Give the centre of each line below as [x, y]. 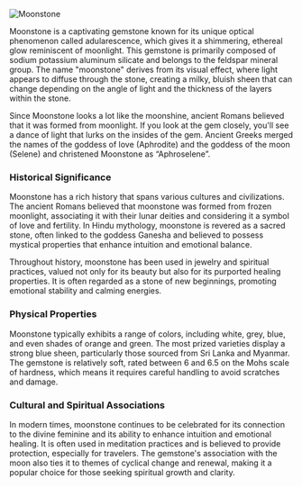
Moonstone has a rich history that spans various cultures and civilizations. [147, 197]
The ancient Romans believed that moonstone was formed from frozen [141, 206]
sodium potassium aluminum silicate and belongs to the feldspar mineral [144, 60]
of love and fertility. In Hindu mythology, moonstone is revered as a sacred [147, 226]
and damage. [34, 382]
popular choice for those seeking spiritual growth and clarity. [123, 472]
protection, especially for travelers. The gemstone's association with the [143, 453]
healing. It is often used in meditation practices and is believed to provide [145, 443]
